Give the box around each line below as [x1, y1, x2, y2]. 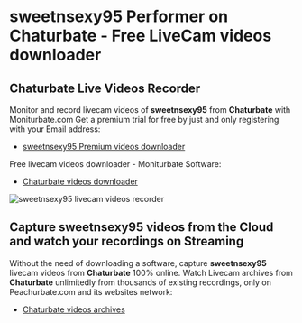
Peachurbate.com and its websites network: [9, 286, 173, 297]
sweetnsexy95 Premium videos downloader [22, 142, 186, 152]
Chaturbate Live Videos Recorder [9, 80, 201, 96]
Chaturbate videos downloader [22, 176, 138, 187]
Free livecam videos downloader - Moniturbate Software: [9, 159, 222, 169]
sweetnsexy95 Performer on [9, 6, 229, 27]
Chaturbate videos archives [22, 304, 126, 315]
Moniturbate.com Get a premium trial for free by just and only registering [9, 115, 279, 125]
